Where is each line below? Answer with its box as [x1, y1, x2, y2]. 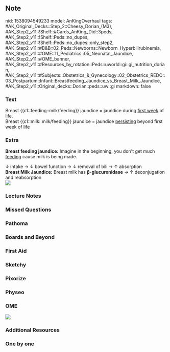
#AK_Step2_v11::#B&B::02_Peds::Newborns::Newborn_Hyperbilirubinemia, [5, 45, 161, 51]
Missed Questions [5, 206, 52, 213]
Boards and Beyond [5, 234, 55, 241]
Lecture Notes [5, 192, 41, 199]
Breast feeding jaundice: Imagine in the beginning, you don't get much [5, 148, 155, 154]
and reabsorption [5, 174, 42, 181]
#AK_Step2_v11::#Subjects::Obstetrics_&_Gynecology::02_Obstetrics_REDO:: [5, 72, 165, 78]
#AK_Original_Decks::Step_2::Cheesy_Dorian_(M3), [5, 23, 113, 29]
